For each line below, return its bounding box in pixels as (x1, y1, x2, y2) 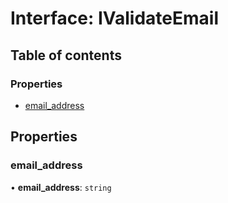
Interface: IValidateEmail (10, 7, 219, 30)
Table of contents (10, 47, 122, 64)
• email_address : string (10, 181, 112, 193)
